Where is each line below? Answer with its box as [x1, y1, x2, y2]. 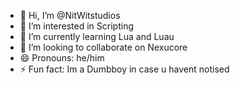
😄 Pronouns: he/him [19, 52, 105, 64]
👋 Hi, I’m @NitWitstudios [19, 10, 121, 21]
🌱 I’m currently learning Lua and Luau [19, 31, 175, 42]
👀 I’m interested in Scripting [19, 20, 134, 32]
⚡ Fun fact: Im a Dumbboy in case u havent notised [19, 63, 230, 75]
